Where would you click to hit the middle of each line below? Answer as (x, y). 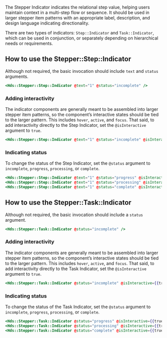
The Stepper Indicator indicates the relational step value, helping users (78, 7)
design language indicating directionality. (47, 23)
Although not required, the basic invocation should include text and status (82, 71)
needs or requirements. (29, 43)
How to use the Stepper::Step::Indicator (68, 59)
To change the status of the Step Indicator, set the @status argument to (78, 163)
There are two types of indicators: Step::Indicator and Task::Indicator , (80, 33)
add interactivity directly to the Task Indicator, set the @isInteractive (76, 269)
